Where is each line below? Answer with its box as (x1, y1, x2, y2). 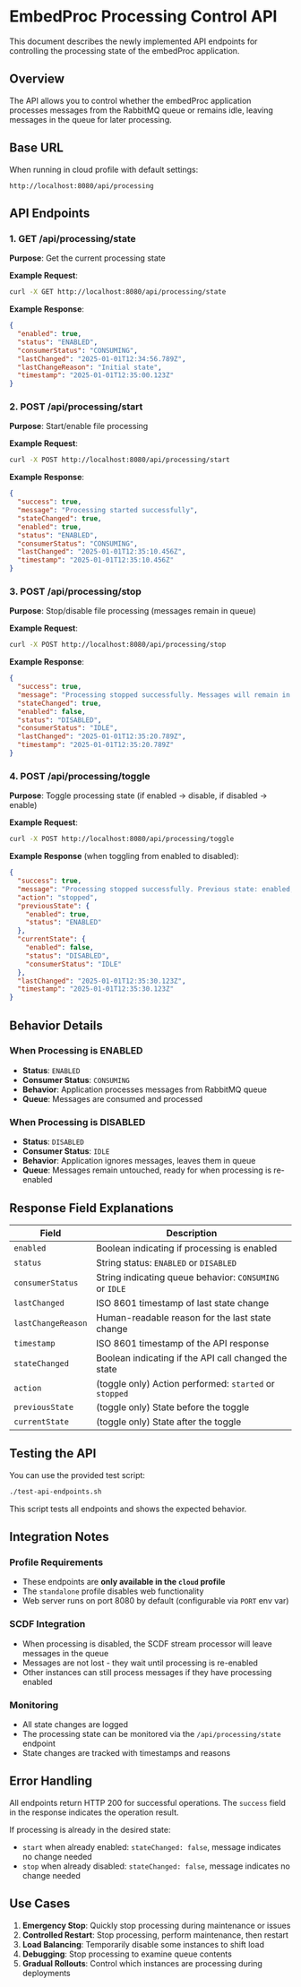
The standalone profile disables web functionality (21, 1586, 204, 1596)
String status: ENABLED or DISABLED (95, 1256, 237, 1269)
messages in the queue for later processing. (9, 114, 172, 125)
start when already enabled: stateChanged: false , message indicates (21, 1841, 281, 1852)
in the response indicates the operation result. (9, 1807, 179, 1818)
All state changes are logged (21, 1718, 128, 1730)
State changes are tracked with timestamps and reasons (21, 1747, 231, 1758)
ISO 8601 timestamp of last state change (95, 1296, 270, 1309)
